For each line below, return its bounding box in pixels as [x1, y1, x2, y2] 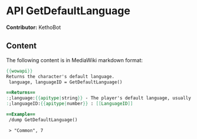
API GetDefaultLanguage [6, 4, 131, 18]
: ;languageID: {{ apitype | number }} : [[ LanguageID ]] [6, 101, 133, 107]
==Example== [6, 111, 35, 117]
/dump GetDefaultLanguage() [8, 117, 78, 122]
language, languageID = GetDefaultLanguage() [8, 79, 123, 85]
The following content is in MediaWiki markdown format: [6, 56, 143, 63]
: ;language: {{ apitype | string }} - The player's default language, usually [6, 95, 192, 101]
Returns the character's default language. [6, 73, 115, 79]
